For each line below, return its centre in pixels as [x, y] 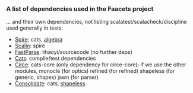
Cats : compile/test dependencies [55, 59]
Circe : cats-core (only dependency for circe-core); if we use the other [100, 65]
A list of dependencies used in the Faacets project [80, 9]
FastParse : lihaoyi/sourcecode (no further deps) [73, 52]
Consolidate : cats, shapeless [50, 84]
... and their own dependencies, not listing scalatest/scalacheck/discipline [96, 22]
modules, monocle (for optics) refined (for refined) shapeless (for [95, 71]
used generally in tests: [35, 28]
